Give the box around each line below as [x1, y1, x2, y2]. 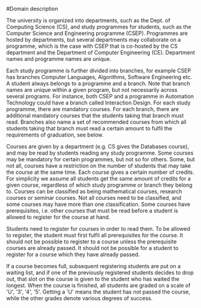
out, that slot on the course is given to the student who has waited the [6, 275, 179, 283]
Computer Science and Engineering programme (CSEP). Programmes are [6, 30, 188, 37]
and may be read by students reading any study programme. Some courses [6, 149, 194, 156]
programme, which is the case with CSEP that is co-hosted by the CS [6, 42, 178, 50]
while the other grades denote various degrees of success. [6, 295, 153, 301]
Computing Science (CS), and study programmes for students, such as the [6, 24, 191, 30]
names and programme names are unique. [6, 56, 111, 62]
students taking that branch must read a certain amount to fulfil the [6, 125, 173, 132]
